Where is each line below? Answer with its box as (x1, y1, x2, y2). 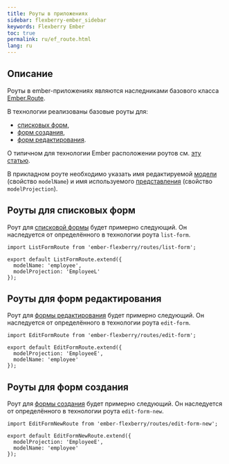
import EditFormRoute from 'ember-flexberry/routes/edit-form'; (7, 332, 196, 339)
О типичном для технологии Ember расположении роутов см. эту (7, 148, 202, 157)
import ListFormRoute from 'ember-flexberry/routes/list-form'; (7, 243, 196, 250)
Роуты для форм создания (7, 381, 129, 393)
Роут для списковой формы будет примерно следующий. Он (7, 223, 187, 231)
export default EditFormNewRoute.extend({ (7, 433, 131, 440)
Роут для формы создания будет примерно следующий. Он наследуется (7, 399, 223, 408)
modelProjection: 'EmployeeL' (13, 268, 100, 275)
